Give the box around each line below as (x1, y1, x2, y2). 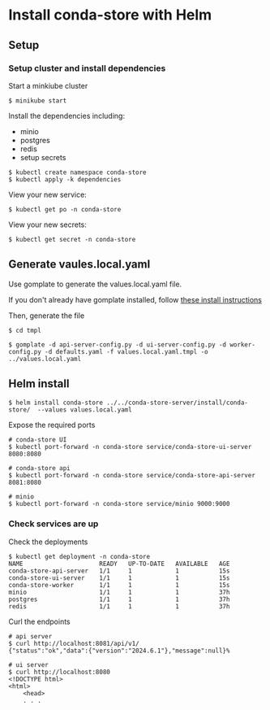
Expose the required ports (8, 420, 96, 429)
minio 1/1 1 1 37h (8, 588, 230, 596)
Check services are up (8, 518, 99, 529)
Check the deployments (8, 537, 88, 547)
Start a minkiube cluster (8, 81, 88, 90)
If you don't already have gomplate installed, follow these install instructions (8, 294, 262, 304)
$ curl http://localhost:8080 (8, 668, 111, 676)
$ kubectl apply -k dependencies (8, 175, 122, 184)
